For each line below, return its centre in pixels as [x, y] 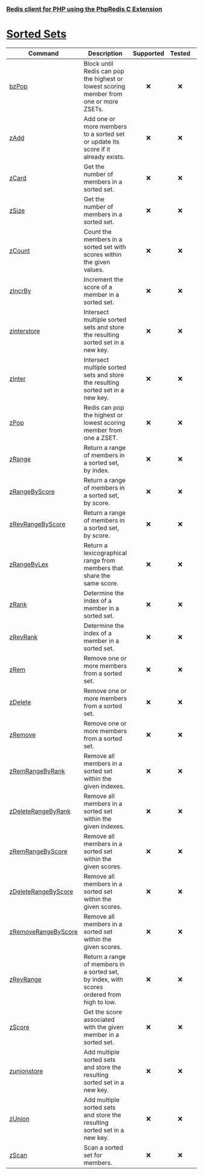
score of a [98, 287]
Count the [98, 231]
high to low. [100, 1002]
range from [100, 561]
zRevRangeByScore [37, 524]
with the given [104, 1027]
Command [43, 53]
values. [94, 270]
